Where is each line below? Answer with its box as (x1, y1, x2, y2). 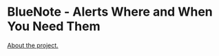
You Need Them (7, 18, 101, 34)
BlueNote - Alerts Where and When (7, 4, 213, 20)
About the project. (7, 41, 59, 49)
